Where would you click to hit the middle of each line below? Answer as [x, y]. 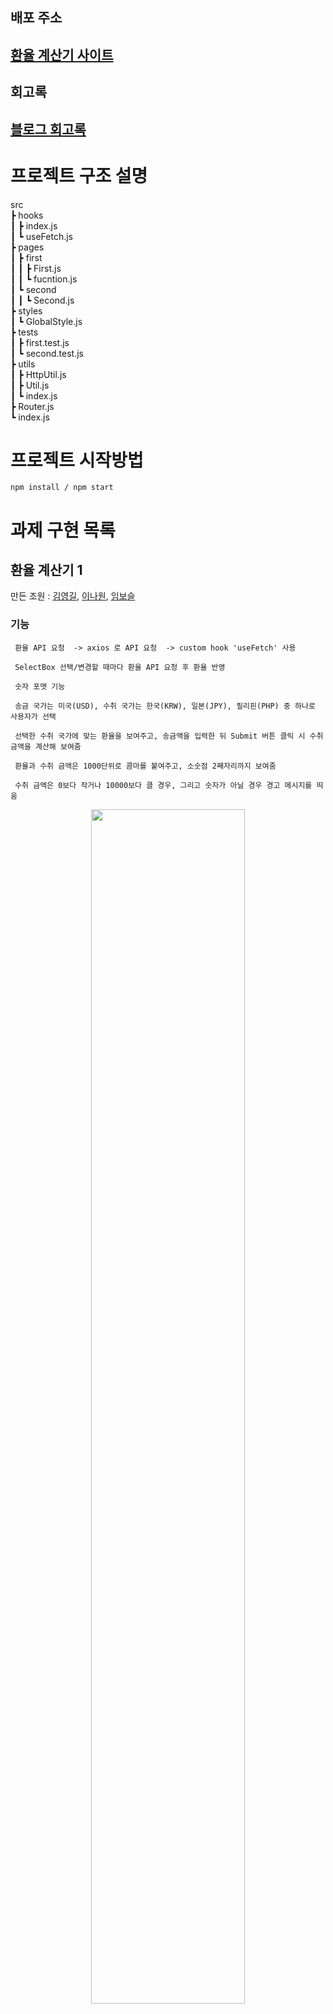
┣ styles [26, 310]
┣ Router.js [32, 406]
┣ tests [24, 332]
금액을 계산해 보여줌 [46, 746]
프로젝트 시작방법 [77, 460]
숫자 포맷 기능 [40, 686]
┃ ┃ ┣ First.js [36, 268]
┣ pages [27, 247]
